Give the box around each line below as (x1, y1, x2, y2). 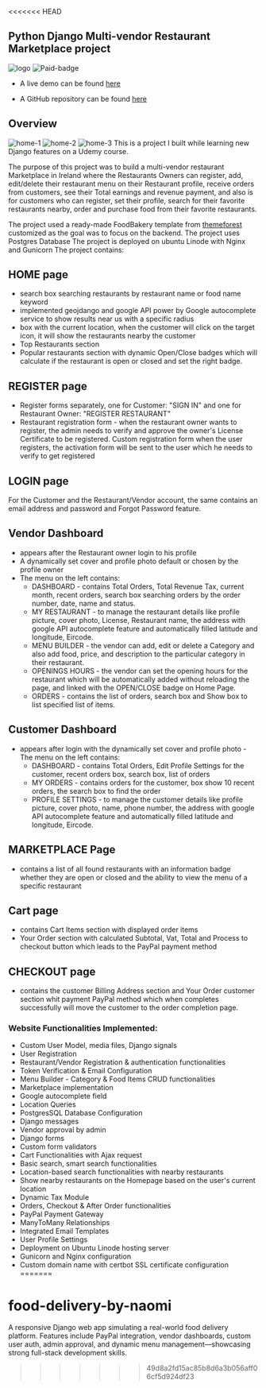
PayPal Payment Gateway (19, 1209, 104, 1219)
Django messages (19, 1116, 79, 1127)
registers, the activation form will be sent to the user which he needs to (19, 443, 253, 452)
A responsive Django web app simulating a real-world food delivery (8, 1323, 229, 1332)
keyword (19, 297, 49, 307)
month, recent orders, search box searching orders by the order (31, 590, 241, 599)
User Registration (19, 1049, 77, 1059)
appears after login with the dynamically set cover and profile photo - (19, 744, 247, 753)
